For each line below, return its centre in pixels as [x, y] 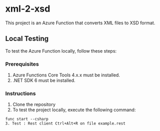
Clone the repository [34, 105]
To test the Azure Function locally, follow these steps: [61, 51]
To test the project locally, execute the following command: [74, 110]
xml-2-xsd [28, 9]
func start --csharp [27, 119]
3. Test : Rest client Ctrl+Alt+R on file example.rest [65, 124]
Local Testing [27, 39]
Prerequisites [22, 64]
